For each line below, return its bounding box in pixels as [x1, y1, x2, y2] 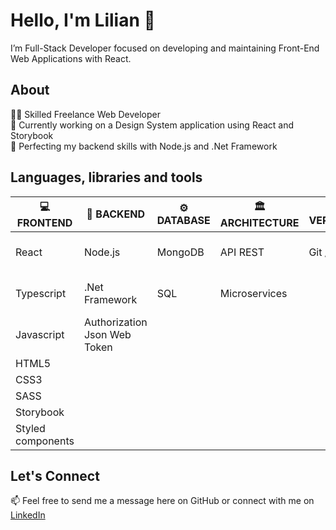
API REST [219, 245, 265, 259]
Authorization [83, 315, 148, 329]
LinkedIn [10, 509, 46, 521]
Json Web [83, 327, 132, 341]
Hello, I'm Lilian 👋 [10, 9, 156, 32]
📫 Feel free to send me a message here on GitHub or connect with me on [10, 495, 315, 507]
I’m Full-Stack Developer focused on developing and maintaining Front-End [10, 42, 320, 54]
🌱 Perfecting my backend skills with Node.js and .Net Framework [10, 140, 278, 152]
